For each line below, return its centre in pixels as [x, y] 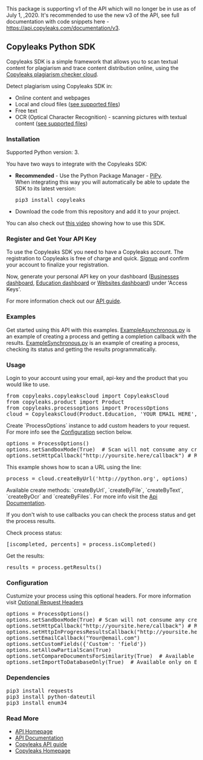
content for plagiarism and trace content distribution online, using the [92, 68]
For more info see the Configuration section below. [69, 432]
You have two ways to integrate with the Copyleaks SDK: [77, 164]
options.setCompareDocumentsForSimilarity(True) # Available [100, 656]
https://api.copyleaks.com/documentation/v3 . [63, 28]
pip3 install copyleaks [50, 200]
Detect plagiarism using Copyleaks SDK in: [60, 86]
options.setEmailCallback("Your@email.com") [73, 638]
